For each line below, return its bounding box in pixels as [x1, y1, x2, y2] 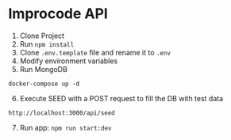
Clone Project [19, 31, 65, 40]
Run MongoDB [19, 64, 67, 74]
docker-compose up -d [8, 80, 80, 88]
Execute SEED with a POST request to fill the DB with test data [19, 93, 224, 103]
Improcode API [8, 5, 109, 23]
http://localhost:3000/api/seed [8, 108, 115, 117]
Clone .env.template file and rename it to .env [19, 47, 171, 57]
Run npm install [19, 39, 75, 48]
